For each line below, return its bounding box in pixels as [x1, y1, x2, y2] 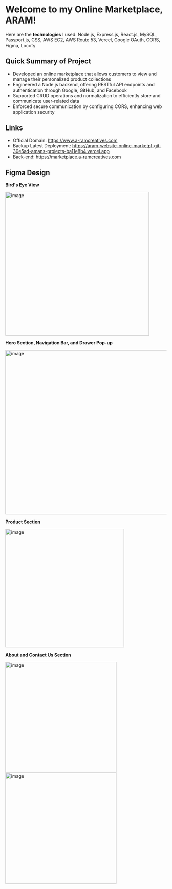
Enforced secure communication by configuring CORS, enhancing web [12, 103, 162, 110]
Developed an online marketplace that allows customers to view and [12, 71, 157, 77]
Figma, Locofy [5, 42, 36, 48]
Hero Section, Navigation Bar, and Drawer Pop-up [5, 340, 113, 346]
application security [12, 109, 55, 115]
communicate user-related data [12, 98, 79, 104]
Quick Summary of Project [5, 57, 91, 66]
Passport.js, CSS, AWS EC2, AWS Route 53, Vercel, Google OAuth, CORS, [5, 37, 160, 43]
